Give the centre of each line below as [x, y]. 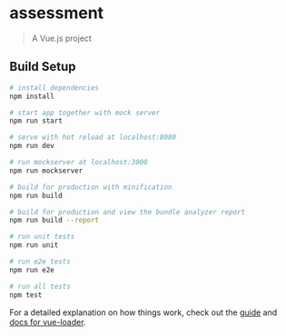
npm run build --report [54, 221]
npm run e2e [32, 270]
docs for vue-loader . [48, 321]
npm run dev [32, 146]
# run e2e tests [40, 262]
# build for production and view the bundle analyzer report [128, 212]
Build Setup [43, 67]
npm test [26, 295]
